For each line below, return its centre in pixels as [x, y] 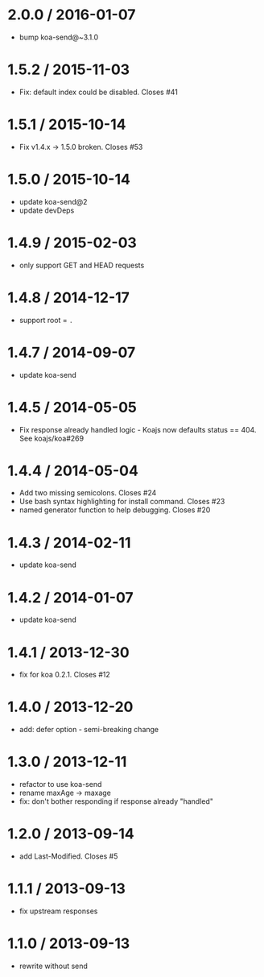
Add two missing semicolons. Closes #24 [88, 493]
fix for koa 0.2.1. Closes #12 [64, 675]
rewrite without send [53, 966]
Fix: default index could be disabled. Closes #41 [99, 92]
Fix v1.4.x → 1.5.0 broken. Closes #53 [81, 147]
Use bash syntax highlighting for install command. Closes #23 [122, 502]
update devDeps [47, 210]
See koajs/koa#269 [52, 438]
